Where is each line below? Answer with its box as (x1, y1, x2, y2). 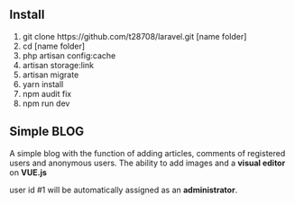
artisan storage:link (22, 59, 95, 70)
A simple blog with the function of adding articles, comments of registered (9, 147, 286, 158)
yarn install (22, 78, 64, 89)
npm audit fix (22, 88, 72, 99)
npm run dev (22, 98, 70, 109)
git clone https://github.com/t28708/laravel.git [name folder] (22, 31, 247, 41)
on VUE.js (9, 166, 48, 178)
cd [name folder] (22, 40, 86, 51)
